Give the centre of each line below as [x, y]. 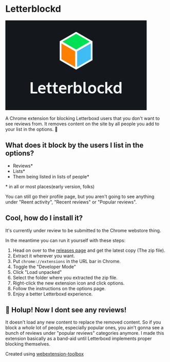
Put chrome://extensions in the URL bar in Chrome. [67, 261]
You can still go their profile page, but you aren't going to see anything [80, 196]
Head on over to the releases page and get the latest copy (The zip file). [89, 250]
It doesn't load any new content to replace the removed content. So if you [83, 322]
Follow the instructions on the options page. [59, 288]
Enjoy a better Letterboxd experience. [53, 294]
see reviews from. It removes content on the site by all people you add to [82, 124]
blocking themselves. [28, 344]
